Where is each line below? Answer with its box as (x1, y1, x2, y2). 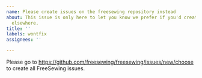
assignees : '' (6, 37, 42, 43)
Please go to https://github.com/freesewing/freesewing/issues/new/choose (6, 58, 194, 65)
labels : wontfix (6, 31, 47, 37)
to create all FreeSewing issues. (6, 65, 85, 72)
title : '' (6, 25, 31, 32)
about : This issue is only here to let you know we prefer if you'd (6, 14, 182, 20)
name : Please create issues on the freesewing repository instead (6, 8, 176, 15)
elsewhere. (11, 20, 39, 26)
